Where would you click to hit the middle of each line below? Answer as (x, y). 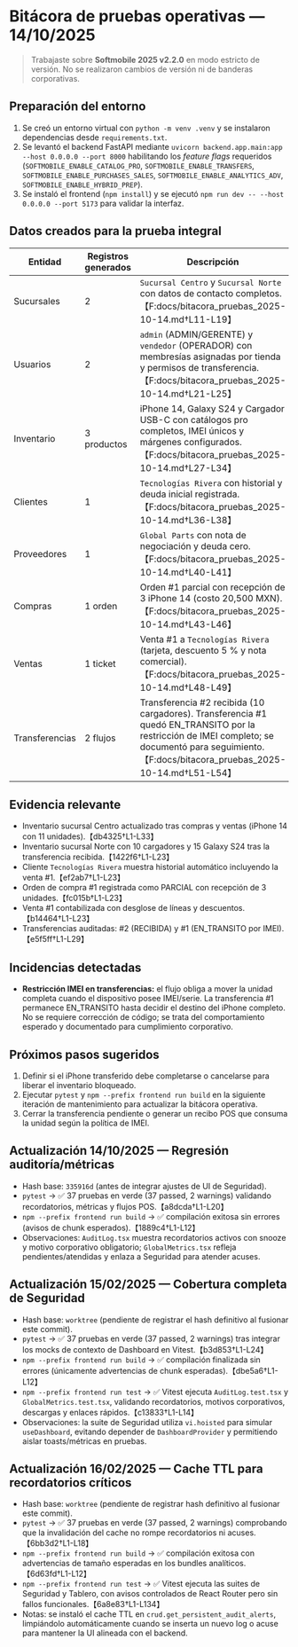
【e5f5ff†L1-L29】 (55, 939)
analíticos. (227, 1564)
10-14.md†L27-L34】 (188, 467)
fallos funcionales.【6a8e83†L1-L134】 (93, 1604)
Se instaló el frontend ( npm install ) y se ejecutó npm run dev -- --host (153, 193)
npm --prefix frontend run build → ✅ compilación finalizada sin (141, 1360)
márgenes (161, 442)
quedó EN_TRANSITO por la (197, 725)
